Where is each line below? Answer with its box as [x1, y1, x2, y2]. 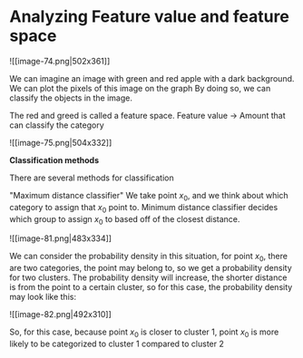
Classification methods [9, 154, 100, 165]
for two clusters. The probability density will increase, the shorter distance [9, 272, 288, 283]
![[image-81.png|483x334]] [9, 233, 112, 244]
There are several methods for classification [9, 172, 174, 183]
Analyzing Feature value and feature [9, 6, 290, 27]
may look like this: [9, 292, 77, 303]
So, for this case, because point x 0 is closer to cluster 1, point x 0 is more [9, 326, 279, 339]
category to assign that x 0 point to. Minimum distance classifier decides [9, 201, 279, 215]
